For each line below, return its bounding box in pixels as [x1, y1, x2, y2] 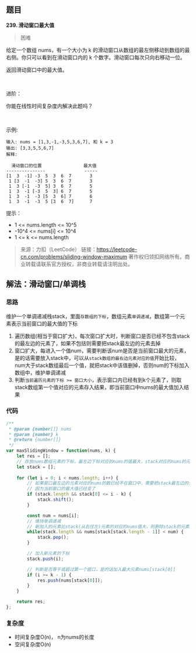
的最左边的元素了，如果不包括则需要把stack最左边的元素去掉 [14, 339, 161, 346]
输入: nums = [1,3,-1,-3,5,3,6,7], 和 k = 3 [6, 139, 114, 145]
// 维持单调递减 [27, 518, 61, 524]
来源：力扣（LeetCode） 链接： [20, 246, 97, 253]
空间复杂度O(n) [14, 641, 51, 648]
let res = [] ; [16, 453, 51, 459]
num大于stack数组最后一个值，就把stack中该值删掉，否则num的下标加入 [14, 362, 190, 369]
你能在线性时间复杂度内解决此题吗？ [6, 102, 93, 109]
